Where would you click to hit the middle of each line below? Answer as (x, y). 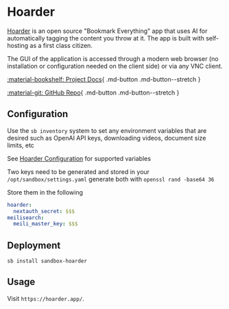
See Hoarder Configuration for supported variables (79, 158)
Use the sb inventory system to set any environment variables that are (107, 130)
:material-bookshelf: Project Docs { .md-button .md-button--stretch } (104, 79)
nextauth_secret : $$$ (44, 211)
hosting (18, 45)
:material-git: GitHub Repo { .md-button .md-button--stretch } (93, 92)
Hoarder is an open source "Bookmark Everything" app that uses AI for (107, 31)
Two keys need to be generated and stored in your (78, 171)
